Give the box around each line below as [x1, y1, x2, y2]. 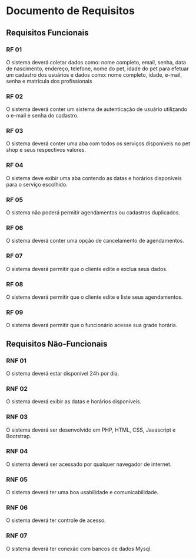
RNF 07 [6, 531, 28, 540]
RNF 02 [6, 384, 28, 393]
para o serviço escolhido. [6, 181, 68, 188]
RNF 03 [6, 413, 28, 421]
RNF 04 [6, 447, 28, 455]
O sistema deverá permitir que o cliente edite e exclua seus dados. [6, 265, 168, 272]
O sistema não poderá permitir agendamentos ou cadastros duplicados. [6, 209, 181, 216]
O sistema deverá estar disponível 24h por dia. [6, 370, 119, 377]
